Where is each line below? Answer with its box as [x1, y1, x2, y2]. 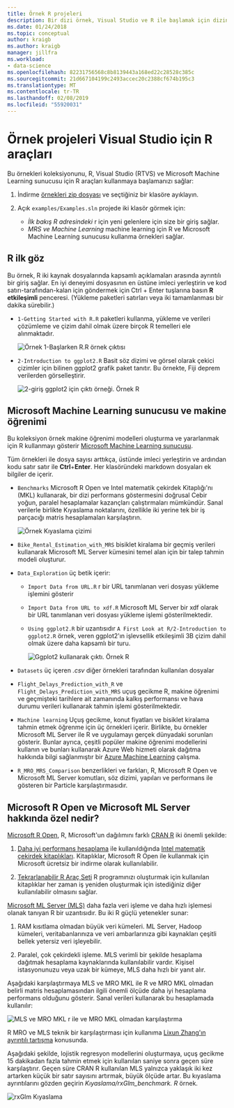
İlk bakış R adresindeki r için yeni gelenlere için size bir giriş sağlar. [27, 217, 219, 226]
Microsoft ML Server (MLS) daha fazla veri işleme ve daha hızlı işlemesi [7, 901, 212, 909]
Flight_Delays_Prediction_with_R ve [17, 679, 123, 689]
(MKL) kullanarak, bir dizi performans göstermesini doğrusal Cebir [17, 491, 208, 500]
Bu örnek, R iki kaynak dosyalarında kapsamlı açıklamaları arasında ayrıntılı [7, 271, 221, 280]
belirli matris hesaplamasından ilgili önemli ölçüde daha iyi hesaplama [7, 986, 207, 995]
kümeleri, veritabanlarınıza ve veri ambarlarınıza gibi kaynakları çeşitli [17, 930, 217, 938]
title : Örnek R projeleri [7, 10, 82, 17]
